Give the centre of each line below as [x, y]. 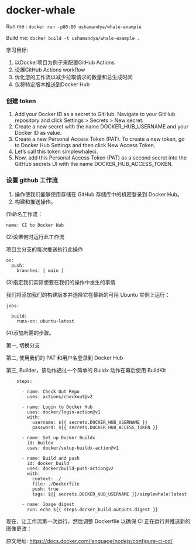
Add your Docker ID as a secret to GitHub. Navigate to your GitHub [95, 114]
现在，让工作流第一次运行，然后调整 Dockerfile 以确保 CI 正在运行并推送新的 [98, 521]
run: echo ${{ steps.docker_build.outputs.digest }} [93, 510]
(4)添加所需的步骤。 [30, 332]
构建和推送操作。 [35, 201]
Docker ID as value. [38, 133]
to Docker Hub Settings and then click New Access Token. [85, 145]
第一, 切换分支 [23, 345]
